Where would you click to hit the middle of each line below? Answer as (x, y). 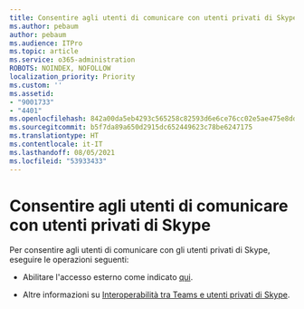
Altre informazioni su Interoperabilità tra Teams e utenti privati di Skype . (156, 295)
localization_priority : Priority (72, 77)
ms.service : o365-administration (72, 60)
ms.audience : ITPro (46, 43)
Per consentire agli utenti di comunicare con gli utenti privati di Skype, (140, 250)
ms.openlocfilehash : (48, 119)
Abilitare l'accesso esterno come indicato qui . (108, 277)
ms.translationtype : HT (54, 136)
